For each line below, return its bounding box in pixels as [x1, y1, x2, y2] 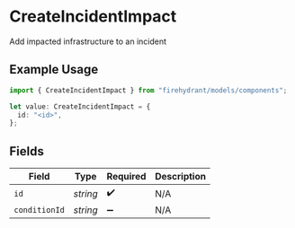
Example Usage [9, 62, 99, 77]
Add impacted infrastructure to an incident [9, 36, 167, 47]
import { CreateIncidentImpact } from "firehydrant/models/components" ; [9, 85, 288, 95]
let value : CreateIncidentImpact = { [9, 101, 151, 111]
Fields [9, 144, 45, 159]
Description [155, 171, 207, 183]
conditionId [13, 205, 66, 215]
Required [106, 171, 147, 183]
